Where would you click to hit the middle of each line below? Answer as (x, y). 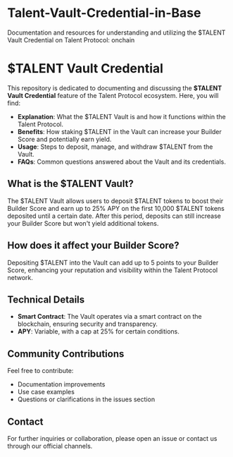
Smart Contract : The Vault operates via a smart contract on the (109, 317)
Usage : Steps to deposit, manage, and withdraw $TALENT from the (115, 147)
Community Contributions (66, 354)
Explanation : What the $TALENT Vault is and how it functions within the (122, 116)
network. (20, 277)
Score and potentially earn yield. (64, 139)
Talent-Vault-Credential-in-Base (104, 13)
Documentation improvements (61, 384)
